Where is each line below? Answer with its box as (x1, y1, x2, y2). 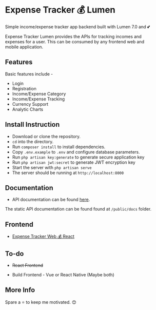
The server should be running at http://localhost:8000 (12, 170, 124, 175)
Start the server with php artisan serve (12, 164, 92, 170)
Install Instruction (5, 120, 60, 129)
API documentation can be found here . (12, 196, 90, 203)
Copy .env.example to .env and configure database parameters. (12, 149, 140, 155)
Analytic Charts (12, 106, 43, 112)
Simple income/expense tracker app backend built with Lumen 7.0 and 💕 (5, 23, 150, 30)
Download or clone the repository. (12, 133, 81, 139)
